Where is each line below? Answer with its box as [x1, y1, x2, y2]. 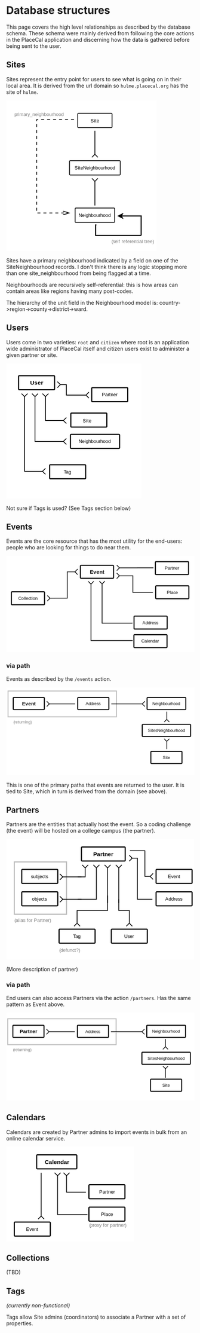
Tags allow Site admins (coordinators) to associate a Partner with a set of [6, 1313, 186, 1321]
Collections [6, 1253, 50, 1263]
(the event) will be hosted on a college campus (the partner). [6, 827, 156, 834]
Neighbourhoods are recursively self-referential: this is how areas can [6, 281, 178, 288]
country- [159, 299, 181, 306]
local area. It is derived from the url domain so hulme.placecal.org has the [6, 82, 189, 89]
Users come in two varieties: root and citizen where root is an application [6, 338, 189, 346]
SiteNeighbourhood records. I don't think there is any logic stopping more [6, 263, 187, 270]
